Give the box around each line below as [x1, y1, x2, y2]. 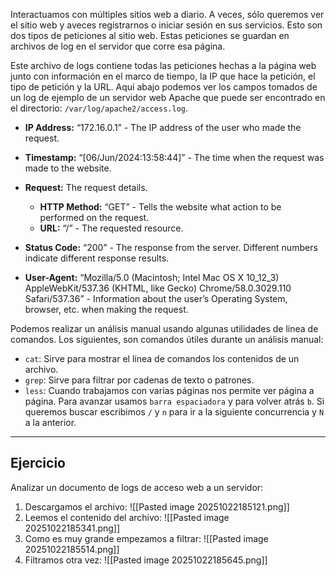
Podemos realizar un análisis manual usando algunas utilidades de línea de [10, 323, 319, 334]
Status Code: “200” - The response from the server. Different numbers [24, 242, 318, 253]
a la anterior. [24, 417, 77, 428]
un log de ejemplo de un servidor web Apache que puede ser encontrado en [10, 92, 326, 103]
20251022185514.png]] [24, 543, 120, 555]
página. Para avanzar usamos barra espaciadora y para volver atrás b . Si [24, 395, 325, 407]
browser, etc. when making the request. [24, 304, 189, 315]
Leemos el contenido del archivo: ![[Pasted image [24, 511, 230, 523]
